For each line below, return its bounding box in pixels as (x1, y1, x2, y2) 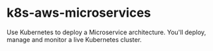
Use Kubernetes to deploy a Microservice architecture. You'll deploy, (6, 28, 207, 36)
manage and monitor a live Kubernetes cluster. (6, 35, 142, 43)
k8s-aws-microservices (6, 5, 152, 21)
